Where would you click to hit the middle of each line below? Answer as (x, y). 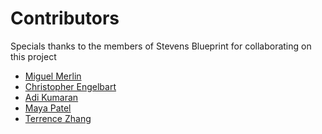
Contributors (65, 18)
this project (33, 56)
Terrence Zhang (58, 118)
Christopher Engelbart (70, 86)
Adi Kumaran (51, 97)
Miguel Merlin (53, 76)
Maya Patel (48, 108)
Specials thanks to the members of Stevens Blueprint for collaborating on (161, 46)
